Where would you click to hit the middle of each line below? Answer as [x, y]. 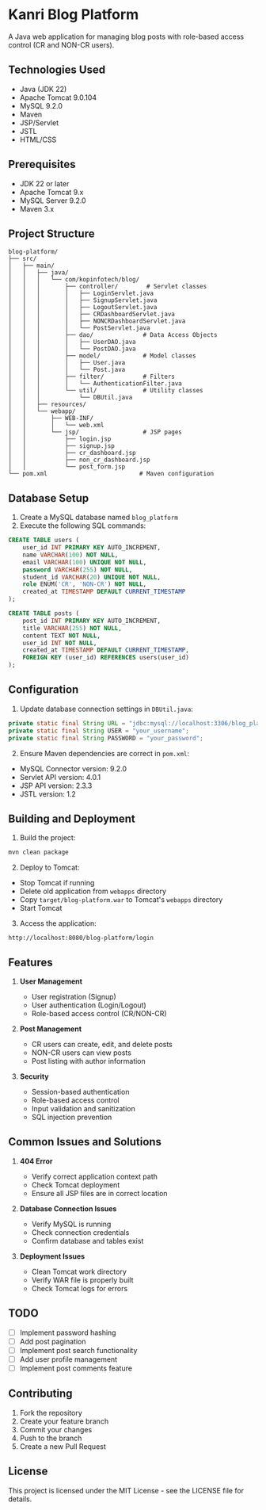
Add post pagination [53, 1341]
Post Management [50, 1029]
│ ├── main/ [32, 266]
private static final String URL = [67, 723]
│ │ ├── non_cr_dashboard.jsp [79, 460]
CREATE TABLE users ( [44, 541]
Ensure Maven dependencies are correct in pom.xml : [104, 753]
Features [30, 962]
